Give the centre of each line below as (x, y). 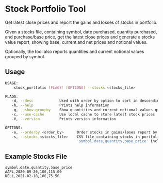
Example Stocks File (36, 156)
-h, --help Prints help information (60, 105)
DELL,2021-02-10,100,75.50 (32, 176)
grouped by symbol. (25, 56)
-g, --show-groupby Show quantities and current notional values (82, 110)
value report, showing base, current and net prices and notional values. (76, 42)
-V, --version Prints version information (64, 119)
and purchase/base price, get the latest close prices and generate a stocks (80, 37)
